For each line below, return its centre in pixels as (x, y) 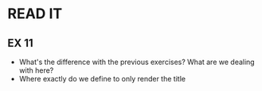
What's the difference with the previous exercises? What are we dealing (137, 62)
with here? (36, 70)
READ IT (35, 14)
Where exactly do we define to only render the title (102, 79)
